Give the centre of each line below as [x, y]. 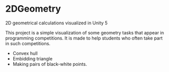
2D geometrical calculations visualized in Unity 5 [57, 23]
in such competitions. [28, 43]
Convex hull [25, 53]
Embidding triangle [32, 58]
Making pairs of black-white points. [50, 64]
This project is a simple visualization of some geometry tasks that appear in [85, 32]
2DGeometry [33, 9]
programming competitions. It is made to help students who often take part [84, 38]
